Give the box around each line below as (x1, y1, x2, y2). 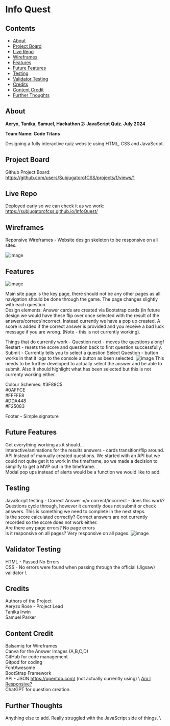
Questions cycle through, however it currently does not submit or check (5, 503, 156, 509)
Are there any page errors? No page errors (5, 524, 95, 531)
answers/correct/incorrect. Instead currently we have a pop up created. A (5, 318, 161, 324)
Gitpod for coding (5, 659, 42, 665)
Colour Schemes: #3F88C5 (5, 381, 63, 388)
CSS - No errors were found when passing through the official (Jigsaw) (5, 564, 155, 570)
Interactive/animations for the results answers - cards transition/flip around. (5, 447, 164, 453)
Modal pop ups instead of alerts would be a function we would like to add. (5, 468, 161, 475)
